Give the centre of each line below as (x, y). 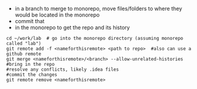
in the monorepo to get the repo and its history (72, 27)
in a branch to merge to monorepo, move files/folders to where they (99, 9)
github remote (24, 54)
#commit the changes (32, 75)
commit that (30, 21)
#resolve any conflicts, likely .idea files (63, 69)
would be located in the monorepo (57, 15)
